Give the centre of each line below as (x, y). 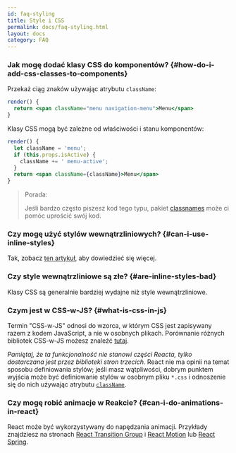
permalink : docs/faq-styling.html (58, 27)
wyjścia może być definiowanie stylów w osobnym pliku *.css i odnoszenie (117, 377)
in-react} (23, 411)
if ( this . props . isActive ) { (55, 155)
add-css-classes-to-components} (68, 73)
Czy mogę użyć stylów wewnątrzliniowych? (84, 234)
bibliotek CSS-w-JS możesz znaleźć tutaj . (68, 341)
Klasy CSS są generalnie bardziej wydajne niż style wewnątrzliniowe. (107, 292)
